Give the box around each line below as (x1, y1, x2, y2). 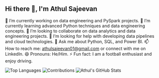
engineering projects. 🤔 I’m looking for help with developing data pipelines (5, 33, 155, 39)
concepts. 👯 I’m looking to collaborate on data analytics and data (5, 28, 136, 34)
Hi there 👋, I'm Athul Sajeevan (5, 5, 98, 13)
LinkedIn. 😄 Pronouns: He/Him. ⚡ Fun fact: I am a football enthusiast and (5, 51, 152, 57)
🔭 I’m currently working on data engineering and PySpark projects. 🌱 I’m (5, 17, 151, 23)
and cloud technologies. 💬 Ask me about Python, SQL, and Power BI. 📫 (5, 38, 149, 44)
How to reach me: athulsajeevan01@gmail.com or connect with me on (5, 46, 146, 51)
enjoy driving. (5, 58, 33, 63)
